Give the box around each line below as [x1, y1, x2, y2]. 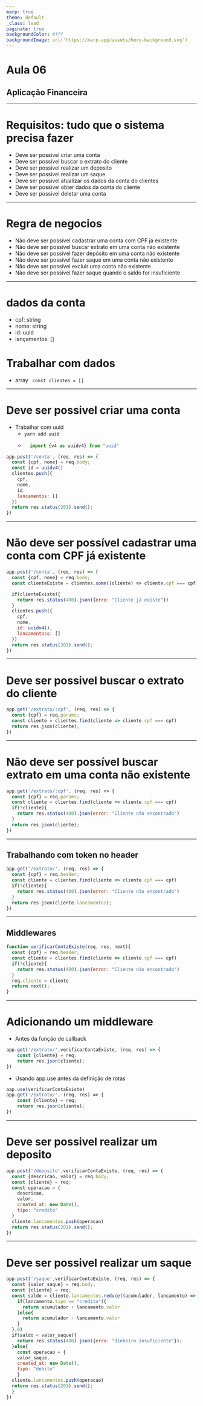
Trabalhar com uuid [14, 423, 64, 431]
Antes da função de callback [14, 1035, 86, 1043]
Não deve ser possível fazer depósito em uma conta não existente [14, 250, 180, 257]
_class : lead [6, 20, 39, 26]
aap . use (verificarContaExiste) [6, 1086, 85, 1092]
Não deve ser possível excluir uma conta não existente [14, 262, 151, 270]
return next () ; [11, 983, 50, 989]
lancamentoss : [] [17, 631, 61, 637]
